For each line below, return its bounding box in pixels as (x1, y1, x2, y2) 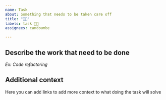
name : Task (5, 7, 28, 12)
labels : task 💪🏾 (5, 21, 39, 26)
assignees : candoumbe (5, 26, 50, 31)
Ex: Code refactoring (5, 61, 48, 67)
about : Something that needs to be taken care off (5, 12, 112, 17)
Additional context (5, 76, 63, 84)
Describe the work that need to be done (5, 48, 130, 57)
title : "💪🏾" (5, 16, 30, 21)
